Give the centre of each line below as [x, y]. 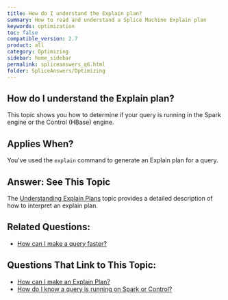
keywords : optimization [41, 26]
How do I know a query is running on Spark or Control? [94, 289]
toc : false [23, 33]
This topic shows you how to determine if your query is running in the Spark [114, 115]
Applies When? [40, 143]
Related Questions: [49, 227]
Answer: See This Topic [59, 182]
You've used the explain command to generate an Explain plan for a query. [113, 160]
